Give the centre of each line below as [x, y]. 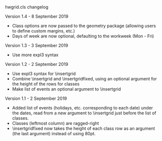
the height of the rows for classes [46, 84]
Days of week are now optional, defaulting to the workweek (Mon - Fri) [83, 36]
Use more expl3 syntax [35, 55]
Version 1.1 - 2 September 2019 [36, 98]
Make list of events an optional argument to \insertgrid [66, 89]
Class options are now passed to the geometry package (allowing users [84, 26]
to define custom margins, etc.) [44, 31]
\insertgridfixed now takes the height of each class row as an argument [83, 128]
